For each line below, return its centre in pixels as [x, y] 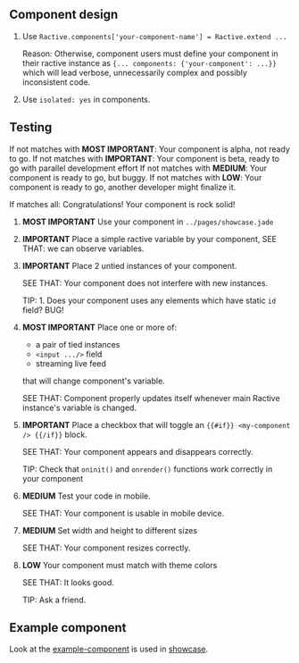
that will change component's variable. [93, 381]
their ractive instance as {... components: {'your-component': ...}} [149, 63]
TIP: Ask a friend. [54, 600]
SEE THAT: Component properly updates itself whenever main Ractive [151, 398]
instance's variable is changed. [79, 407]
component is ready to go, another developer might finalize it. [123, 187]
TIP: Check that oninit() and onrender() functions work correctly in [147, 469]
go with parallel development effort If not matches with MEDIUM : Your [138, 168]
